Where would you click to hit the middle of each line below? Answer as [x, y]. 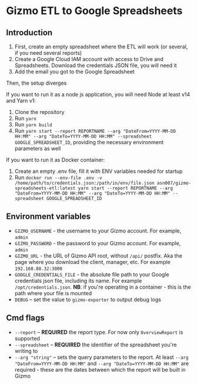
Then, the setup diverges [36, 83]
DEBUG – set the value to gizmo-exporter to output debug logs [88, 299]
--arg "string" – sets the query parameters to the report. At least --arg [101, 357]
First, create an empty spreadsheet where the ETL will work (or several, [101, 46]
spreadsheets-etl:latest [45, 188]
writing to [26, 350]
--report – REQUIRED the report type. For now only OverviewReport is [99, 332]
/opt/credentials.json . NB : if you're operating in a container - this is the [103, 287]
